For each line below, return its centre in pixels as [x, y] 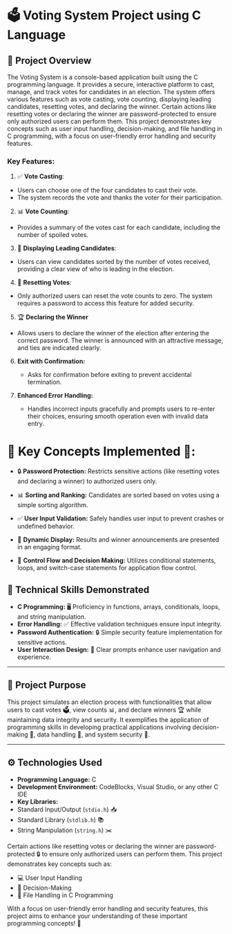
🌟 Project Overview [49, 61]
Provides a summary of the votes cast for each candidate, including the [119, 227]
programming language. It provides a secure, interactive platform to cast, [111, 85]
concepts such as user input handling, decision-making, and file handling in [115, 129]
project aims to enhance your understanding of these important [97, 916]
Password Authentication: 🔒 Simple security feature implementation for [120, 633]
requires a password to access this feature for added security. [106, 303]
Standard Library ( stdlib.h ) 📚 [61, 820]
